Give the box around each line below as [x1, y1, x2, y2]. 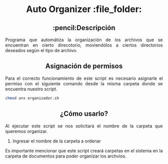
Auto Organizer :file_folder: [26, 4, 142, 15]
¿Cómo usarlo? [59, 109, 108, 118]
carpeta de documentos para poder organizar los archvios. [5, 153, 126, 159]
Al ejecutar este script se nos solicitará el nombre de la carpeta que [5, 123, 163, 129]
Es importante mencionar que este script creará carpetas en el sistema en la [5, 147, 163, 153]
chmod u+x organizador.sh [5, 95, 59, 101]
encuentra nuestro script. [5, 86, 57, 92]
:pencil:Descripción [52, 24, 115, 32]
